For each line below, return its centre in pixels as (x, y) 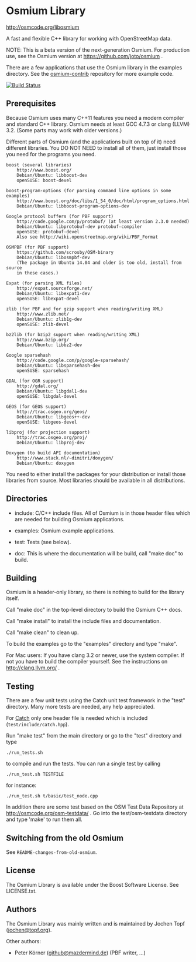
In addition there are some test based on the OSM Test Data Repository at (95, 807)
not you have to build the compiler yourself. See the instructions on (87, 662)
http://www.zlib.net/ (43, 314)
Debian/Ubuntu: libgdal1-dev (52, 391)
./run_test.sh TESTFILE (35, 775)
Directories (27, 499)
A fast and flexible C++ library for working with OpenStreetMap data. (89, 38)
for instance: (21, 785)
